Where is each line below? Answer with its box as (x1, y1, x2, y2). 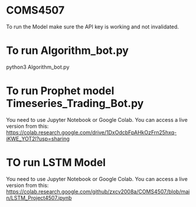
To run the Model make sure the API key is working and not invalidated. (6, 23, 179, 30)
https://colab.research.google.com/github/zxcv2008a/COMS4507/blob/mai (6, 187, 190, 195)
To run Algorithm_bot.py (6, 44, 129, 57)
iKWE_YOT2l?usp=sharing (6, 135, 70, 142)
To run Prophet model (6, 84, 115, 98)
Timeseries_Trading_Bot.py (6, 97, 144, 110)
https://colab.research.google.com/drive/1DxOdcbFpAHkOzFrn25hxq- (6, 128, 177, 136)
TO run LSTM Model (6, 156, 106, 169)
